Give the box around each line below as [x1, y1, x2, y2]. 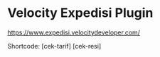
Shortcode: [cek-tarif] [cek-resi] [7, 42, 102, 50]
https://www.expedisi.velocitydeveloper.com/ [7, 28, 141, 37]
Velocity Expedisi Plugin [7, 5, 154, 21]
